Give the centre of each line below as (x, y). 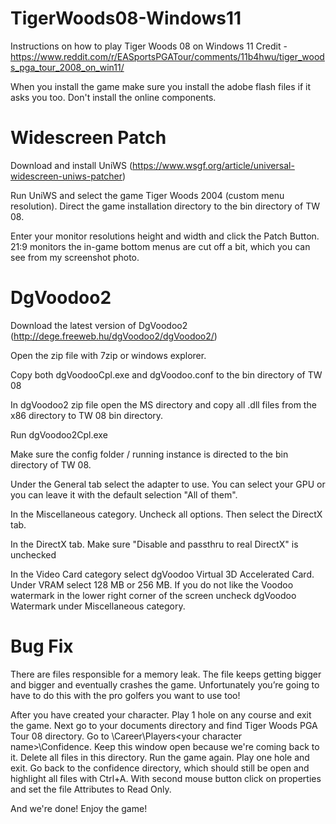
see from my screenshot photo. (75, 257)
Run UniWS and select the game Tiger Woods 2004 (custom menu (147, 195)
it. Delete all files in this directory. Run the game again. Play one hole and (160, 757)
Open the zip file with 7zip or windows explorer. (108, 355)
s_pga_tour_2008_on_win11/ (67, 67)
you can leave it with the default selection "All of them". (124, 494)
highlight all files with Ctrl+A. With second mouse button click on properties (166, 778)
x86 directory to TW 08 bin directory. (87, 415)
